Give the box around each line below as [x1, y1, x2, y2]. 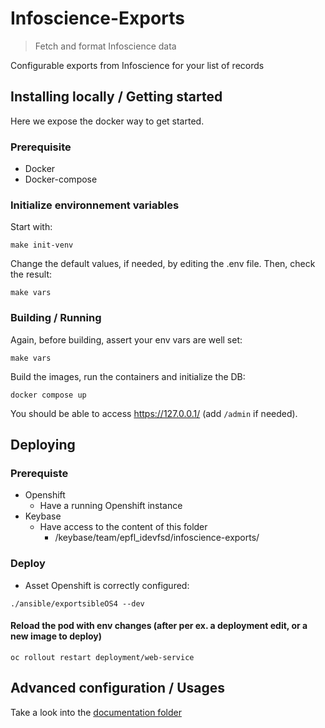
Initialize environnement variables [10, 198, 180, 212]
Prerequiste [10, 466, 69, 480]
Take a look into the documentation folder [10, 706, 182, 718]
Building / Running [10, 311, 102, 325]
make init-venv [10, 240, 74, 251]
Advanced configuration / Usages [10, 680, 226, 697]
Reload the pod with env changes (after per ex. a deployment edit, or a [10, 620, 308, 632]
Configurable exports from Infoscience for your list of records [10, 59, 265, 71]
